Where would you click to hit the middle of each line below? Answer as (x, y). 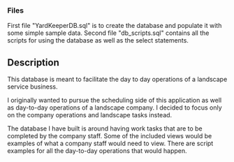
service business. (32, 87)
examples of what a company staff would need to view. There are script (110, 143)
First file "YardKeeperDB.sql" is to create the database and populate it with (115, 26)
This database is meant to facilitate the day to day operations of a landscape (117, 80)
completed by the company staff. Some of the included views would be (110, 136)
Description (33, 62)
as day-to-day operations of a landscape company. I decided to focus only (115, 108)
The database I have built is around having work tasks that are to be (105, 128)
